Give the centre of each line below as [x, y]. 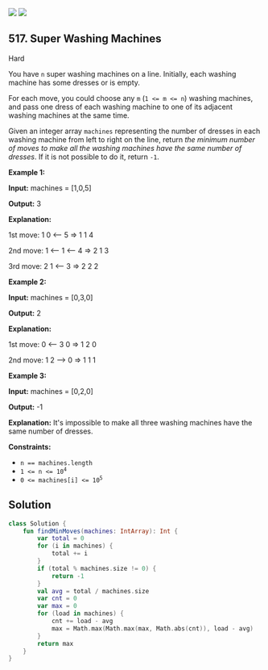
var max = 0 [58, 606]
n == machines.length [56, 463]
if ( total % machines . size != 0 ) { [97, 568]
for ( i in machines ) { [75, 546]
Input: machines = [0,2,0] [51, 391]
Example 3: [27, 375]
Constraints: [30, 446]
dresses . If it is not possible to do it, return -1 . [84, 157]
